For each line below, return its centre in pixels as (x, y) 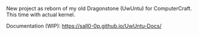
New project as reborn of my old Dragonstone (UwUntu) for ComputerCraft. (99, 8)
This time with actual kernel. (41, 15)
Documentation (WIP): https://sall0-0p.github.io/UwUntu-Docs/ (84, 26)
